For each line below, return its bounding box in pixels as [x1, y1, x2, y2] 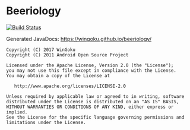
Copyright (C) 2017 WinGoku [6, 46, 76, 53]
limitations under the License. [6, 119, 86, 125]
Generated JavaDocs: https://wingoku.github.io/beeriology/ [6, 35, 152, 42]
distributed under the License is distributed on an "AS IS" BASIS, [6, 99, 179, 104]
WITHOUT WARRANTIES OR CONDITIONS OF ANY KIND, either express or [6, 104, 174, 110]
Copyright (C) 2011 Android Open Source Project [6, 52, 129, 58]
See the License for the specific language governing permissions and [6, 114, 185, 120]
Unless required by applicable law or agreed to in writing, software [6, 93, 185, 99]
